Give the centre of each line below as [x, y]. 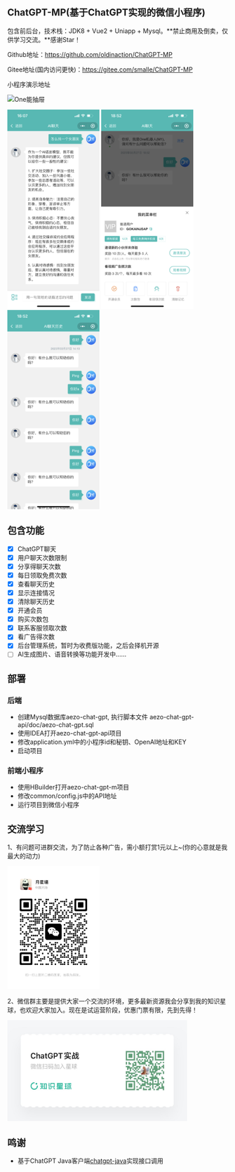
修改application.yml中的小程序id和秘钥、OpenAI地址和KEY [102, 742]
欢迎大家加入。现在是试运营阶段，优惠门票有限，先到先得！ [112, 1010]
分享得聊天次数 [39, 566]
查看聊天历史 [36, 584]
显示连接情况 [36, 592]
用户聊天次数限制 [42, 557]
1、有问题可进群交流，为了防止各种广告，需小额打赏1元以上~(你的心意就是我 [117, 847]
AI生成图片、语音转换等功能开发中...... [72, 654]
